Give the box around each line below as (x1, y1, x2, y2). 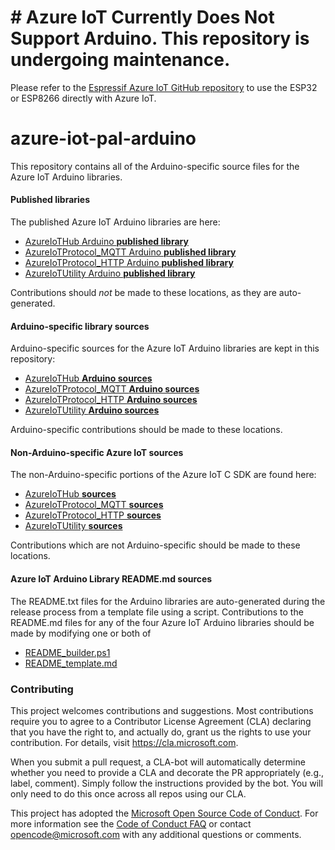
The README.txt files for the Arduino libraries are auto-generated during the (10, 595, 326, 607)
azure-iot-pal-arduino (10, 127, 197, 150)
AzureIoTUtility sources (24, 520, 123, 532)
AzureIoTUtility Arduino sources (24, 404, 160, 416)
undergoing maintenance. (10, 49, 231, 71)
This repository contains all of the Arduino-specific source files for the (10, 160, 300, 172)
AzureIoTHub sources (24, 488, 117, 500)
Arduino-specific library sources (10, 320, 150, 332)
